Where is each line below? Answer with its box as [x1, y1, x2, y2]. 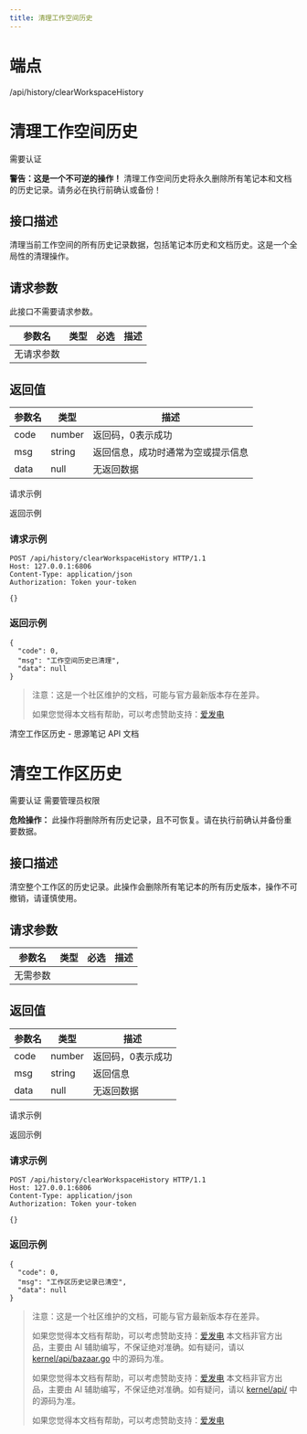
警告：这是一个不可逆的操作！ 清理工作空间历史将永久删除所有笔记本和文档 [9, 173, 292, 184]
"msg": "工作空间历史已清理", [17, 655, 121, 665]
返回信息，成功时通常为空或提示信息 [92, 445, 249, 458]
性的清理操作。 [16, 250, 74, 261]
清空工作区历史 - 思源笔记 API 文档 [9, 728, 140, 738]
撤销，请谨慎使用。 [9, 893, 82, 904]
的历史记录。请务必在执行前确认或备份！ [9, 184, 162, 195]
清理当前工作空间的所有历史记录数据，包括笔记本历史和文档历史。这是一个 [9, 239, 290, 250]
